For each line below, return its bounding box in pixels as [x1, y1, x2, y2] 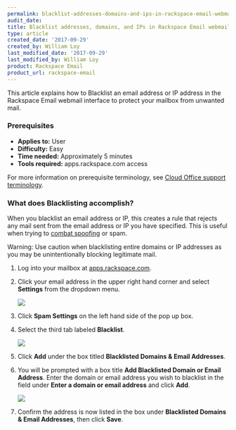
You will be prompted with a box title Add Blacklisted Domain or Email [17, 366, 221, 374]
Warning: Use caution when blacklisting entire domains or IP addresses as [7, 243, 222, 251]
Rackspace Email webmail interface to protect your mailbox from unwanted [7, 96, 225, 104]
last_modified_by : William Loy [7, 56, 99, 63]
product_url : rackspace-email [7, 69, 96, 76]
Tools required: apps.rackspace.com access [17, 159, 148, 167]
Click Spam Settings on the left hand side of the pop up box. [17, 312, 194, 320]
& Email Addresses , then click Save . [17, 415, 124, 424]
